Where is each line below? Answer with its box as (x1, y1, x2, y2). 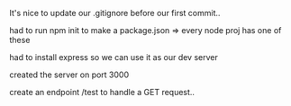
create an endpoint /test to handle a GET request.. (9, 87, 196, 97)
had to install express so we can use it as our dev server (9, 52, 218, 62)
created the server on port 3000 (9, 69, 129, 80)
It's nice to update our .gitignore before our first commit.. (9, 8, 221, 18)
